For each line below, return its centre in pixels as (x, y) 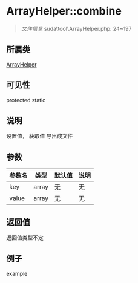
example (17, 273)
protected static (26, 100)
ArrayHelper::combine (64, 11)
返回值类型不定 (25, 238)
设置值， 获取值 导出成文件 (40, 136)
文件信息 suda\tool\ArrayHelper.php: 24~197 (76, 28)
